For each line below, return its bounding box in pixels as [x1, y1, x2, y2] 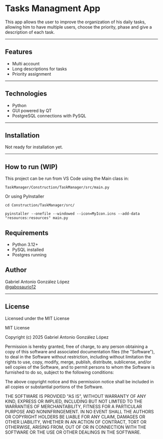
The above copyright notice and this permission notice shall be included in [5, 378, 154, 384]
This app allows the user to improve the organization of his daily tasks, [5, 19, 146, 25]
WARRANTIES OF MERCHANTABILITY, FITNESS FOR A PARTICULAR [5, 403, 142, 409]
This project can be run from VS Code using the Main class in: [5, 175, 130, 182]
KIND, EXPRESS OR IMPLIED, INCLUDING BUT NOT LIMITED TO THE [5, 398, 143, 404]
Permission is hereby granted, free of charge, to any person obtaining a [5, 344, 148, 349]
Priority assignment [12, 71, 51, 77]
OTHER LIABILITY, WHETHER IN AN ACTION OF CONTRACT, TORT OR [5, 419, 147, 424]
